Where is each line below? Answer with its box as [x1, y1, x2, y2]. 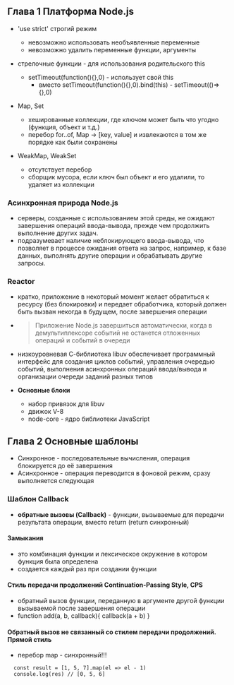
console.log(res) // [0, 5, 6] [13, 671, 106, 678]
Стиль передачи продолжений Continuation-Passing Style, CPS [7, 580, 203, 589]
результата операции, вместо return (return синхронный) [17, 518, 190, 526]
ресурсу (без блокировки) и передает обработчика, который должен [17, 300, 227, 309]
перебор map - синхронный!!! [17, 651, 107, 660]
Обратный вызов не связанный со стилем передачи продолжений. [7, 628, 216, 636]
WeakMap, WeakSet [17, 151, 77, 160]
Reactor [7, 277, 35, 287]
